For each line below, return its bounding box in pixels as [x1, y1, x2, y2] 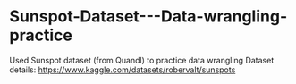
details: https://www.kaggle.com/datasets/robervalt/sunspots [9, 64, 236, 75]
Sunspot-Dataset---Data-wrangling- [9, 6, 288, 27]
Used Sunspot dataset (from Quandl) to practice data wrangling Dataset [9, 55, 275, 65]
